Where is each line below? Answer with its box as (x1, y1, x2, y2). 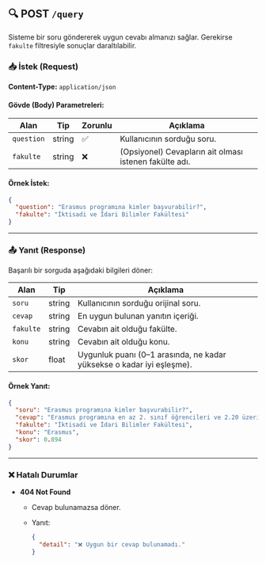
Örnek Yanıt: (8, 381, 51, 390)
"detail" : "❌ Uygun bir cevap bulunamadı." (38, 540, 186, 549)
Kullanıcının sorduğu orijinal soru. (78, 298, 201, 309)
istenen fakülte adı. (120, 156, 191, 167)
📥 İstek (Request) (8, 61, 79, 72)
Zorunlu (82, 120, 112, 131)
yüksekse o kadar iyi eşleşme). (78, 359, 192, 371)
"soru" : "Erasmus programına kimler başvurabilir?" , (15, 406, 193, 414)
